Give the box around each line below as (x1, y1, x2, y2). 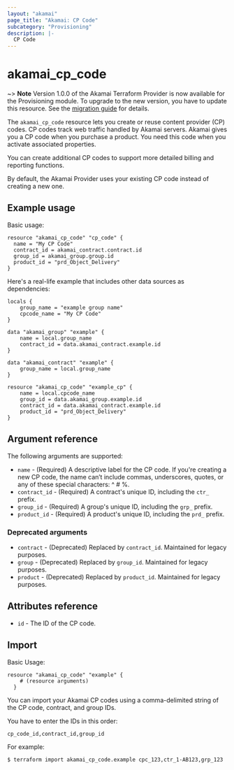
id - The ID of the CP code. (17, 619, 96, 627)
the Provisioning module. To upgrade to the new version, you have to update (7, 97, 227, 106)
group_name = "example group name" (20, 304, 124, 311)
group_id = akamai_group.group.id (13, 252, 114, 259)
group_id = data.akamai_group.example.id (20, 395, 142, 402)
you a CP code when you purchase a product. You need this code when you (7, 133, 226, 141)
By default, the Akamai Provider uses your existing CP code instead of (7, 175, 210, 183)
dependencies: (7, 284, 50, 293)
